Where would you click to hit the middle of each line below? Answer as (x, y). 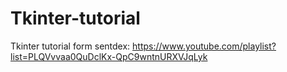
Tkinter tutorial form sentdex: (70, 46)
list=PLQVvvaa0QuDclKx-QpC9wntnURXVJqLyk (109, 56)
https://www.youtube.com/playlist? (204, 46)
